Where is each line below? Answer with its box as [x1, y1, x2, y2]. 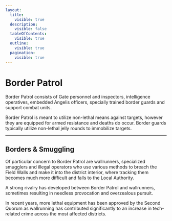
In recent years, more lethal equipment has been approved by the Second [5, 200, 161, 206]
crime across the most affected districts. [21, 211, 106, 217]
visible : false [14, 27, 47, 32]
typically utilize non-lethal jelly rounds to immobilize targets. [5, 126, 132, 132]
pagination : [10, 50, 36, 55]
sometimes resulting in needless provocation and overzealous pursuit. [5, 190, 154, 197]
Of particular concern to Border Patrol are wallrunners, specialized [5, 159, 145, 165]
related [5, 211, 20, 217]
